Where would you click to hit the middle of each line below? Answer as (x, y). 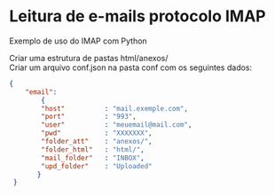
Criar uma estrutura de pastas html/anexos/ (89, 58)
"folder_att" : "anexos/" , (97, 142)
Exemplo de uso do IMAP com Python (79, 41)
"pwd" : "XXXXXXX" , (97, 133)
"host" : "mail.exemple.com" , (115, 108)
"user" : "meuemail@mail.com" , (117, 125)
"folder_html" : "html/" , (93, 149)
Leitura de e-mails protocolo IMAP (137, 16)
